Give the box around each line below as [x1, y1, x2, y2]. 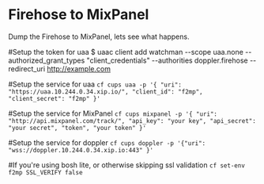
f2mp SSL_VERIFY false [8, 168, 83, 176]
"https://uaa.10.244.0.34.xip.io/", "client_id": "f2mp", [8, 87, 203, 96]
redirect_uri [8, 63, 46, 73]
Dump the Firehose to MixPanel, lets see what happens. [8, 32, 190, 41]
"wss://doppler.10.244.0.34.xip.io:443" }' [8, 146, 154, 154]
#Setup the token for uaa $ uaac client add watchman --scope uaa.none [8, 47, 243, 56]
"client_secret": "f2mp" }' [8, 94, 101, 102]
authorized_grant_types [8, 56, 85, 65]
